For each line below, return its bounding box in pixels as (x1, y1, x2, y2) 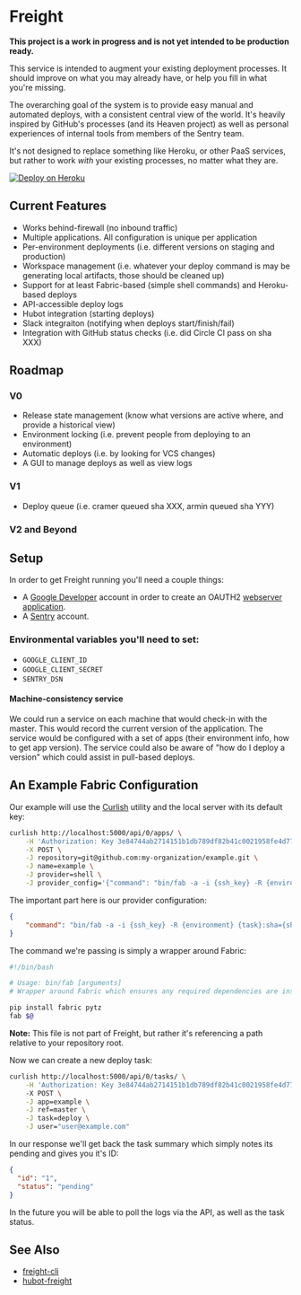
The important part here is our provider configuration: (9, 894, 208, 905)
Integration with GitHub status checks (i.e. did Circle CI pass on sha (21, 327, 272, 338)
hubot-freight (21, 1275, 73, 1286)
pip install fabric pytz (9, 1003, 102, 1012)
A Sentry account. (21, 611, 90, 621)
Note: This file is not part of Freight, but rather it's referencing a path (9, 1027, 263, 1038)
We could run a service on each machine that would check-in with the (9, 713, 268, 724)
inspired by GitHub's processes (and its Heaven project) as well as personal (9, 119, 289, 129)
